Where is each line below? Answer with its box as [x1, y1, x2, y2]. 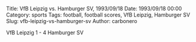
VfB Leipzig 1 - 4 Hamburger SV [6, 29, 84, 36]
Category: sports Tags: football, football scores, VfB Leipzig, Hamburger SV [6, 11, 191, 18]
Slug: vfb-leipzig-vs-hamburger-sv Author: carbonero [6, 18, 138, 24]
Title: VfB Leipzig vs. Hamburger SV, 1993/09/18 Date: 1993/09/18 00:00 [6, 5, 182, 12]
